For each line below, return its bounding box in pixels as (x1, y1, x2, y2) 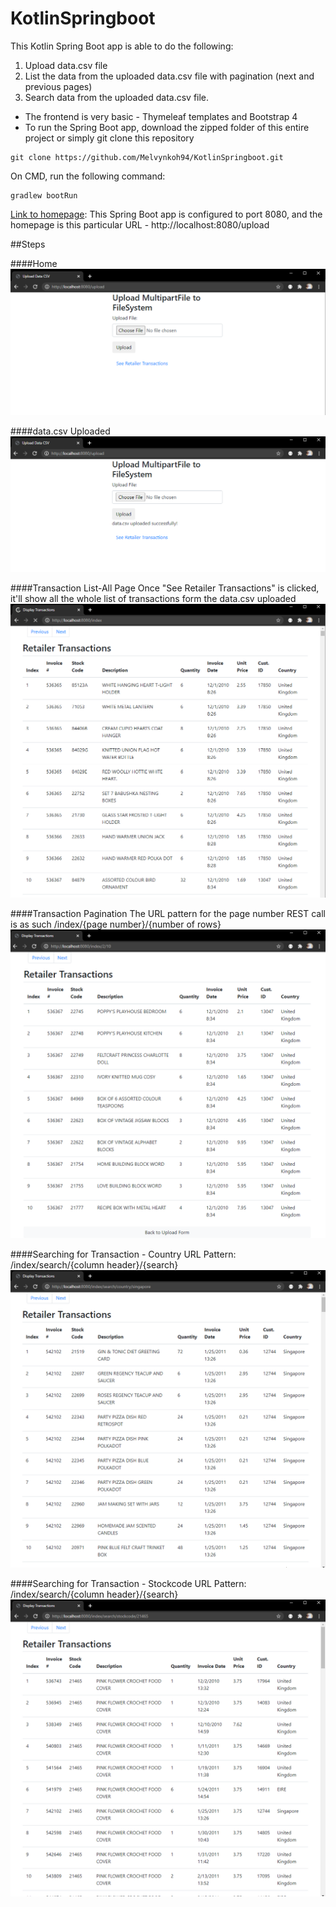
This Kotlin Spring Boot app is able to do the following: (10, 40, 234, 52)
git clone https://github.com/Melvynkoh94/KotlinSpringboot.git (10, 152, 284, 162)
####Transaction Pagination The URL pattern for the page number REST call (10, 908, 327, 920)
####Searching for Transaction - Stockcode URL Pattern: (10, 1577, 247, 1589)
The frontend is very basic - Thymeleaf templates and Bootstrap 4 (24, 110, 298, 122)
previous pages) (24, 80, 93, 92)
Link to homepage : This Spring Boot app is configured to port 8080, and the (10, 208, 323, 220)
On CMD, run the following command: (10, 170, 166, 182)
